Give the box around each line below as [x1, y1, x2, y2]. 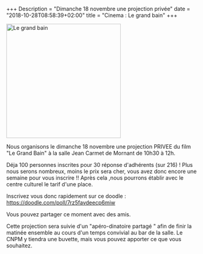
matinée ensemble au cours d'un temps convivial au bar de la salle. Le [6, 229, 183, 236]
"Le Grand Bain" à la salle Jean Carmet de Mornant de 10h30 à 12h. [6, 149, 176, 157]
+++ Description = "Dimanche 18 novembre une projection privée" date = [6, 5, 191, 12]
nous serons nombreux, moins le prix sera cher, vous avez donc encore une [6, 168, 197, 175]
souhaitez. [6, 242, 32, 249]
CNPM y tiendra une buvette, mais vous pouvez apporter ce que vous [6, 236, 182, 242]
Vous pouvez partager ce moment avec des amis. [6, 211, 131, 218]
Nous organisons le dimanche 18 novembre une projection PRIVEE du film [6, 143, 191, 150]
